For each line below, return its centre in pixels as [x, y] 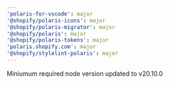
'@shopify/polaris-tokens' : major [58, 40]
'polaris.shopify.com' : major [52, 47]
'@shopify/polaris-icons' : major [56, 21]
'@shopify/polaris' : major [47, 34]
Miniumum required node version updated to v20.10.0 [85, 73]
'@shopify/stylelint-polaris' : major [63, 54]
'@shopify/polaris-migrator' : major [61, 27]
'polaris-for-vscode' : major [50, 14]
